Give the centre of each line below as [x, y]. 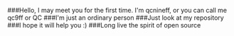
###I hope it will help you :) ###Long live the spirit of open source [104, 25]
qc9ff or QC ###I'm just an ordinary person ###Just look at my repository [116, 18]
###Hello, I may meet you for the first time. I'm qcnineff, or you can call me [117, 10]
